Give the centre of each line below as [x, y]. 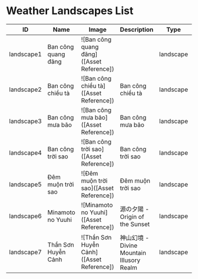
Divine [129, 245]
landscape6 [26, 216]
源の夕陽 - [134, 209]
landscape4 [26, 152]
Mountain [133, 253]
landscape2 [26, 89]
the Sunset [135, 224]
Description [137, 29]
